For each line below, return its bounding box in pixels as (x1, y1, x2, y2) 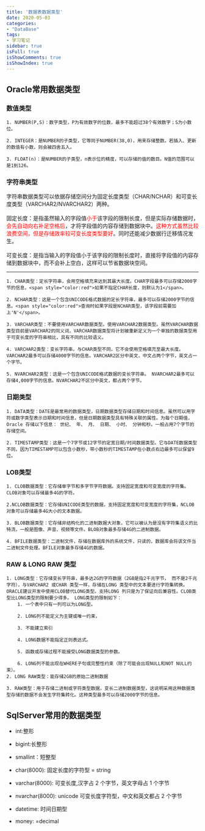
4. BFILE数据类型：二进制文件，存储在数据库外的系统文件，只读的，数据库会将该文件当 (6, 538, 196, 544)
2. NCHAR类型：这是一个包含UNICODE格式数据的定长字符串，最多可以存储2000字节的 (6, 297, 190, 303)
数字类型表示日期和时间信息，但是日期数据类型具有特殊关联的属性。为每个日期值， (15, 415, 193, 421)
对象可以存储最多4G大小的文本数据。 (6, 508, 85, 514)
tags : (6, 32, 20, 38)
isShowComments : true (6, 54, 62, 60)
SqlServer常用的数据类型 (6, 710, 102, 720)
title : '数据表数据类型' (6, 9, 63, 15)
